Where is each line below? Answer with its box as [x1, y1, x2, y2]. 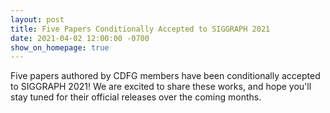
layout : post [10, 14, 65, 25]
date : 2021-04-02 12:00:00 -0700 [10, 33, 150, 43]
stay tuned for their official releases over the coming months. [10, 91, 262, 103]
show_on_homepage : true [10, 42, 110, 53]
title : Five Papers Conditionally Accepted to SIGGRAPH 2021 [10, 24, 271, 34]
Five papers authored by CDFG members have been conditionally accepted [10, 70, 321, 82]
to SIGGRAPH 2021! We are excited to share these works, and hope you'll [10, 81, 312, 93]
